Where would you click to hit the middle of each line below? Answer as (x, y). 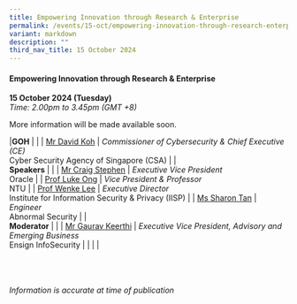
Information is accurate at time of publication (92, 290)
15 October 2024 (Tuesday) (61, 98)
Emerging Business (44, 236)
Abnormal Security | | (48, 217)
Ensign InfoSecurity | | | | (54, 245)
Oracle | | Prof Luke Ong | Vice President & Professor (106, 179)
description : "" (39, 42)
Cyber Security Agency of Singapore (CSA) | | (93, 161)
